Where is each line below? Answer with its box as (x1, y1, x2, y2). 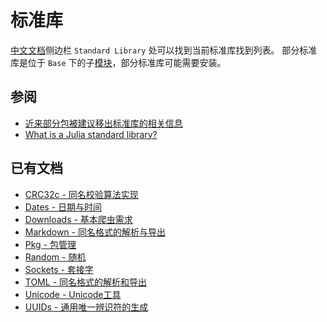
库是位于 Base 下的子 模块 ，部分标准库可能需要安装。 (10, 56, 227, 68)
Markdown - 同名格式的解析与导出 (24, 226, 166, 238)
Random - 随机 (24, 251, 87, 263)
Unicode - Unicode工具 (24, 288, 122, 300)
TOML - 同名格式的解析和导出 (24, 276, 147, 288)
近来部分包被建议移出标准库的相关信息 (24, 117, 183, 129)
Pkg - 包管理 (24, 238, 77, 250)
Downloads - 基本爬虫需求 (24, 213, 133, 225)
